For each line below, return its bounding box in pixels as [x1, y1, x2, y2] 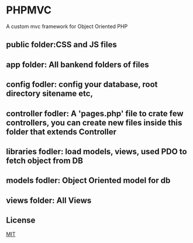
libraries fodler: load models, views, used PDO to [6, 147, 187, 157]
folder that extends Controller [6, 127, 117, 137]
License [6, 216, 36, 225]
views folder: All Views [6, 195, 92, 205]
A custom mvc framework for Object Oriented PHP [6, 23, 128, 30]
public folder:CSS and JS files [6, 40, 117, 50]
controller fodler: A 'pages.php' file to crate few [6, 109, 184, 119]
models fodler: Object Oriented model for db [6, 176, 171, 186]
